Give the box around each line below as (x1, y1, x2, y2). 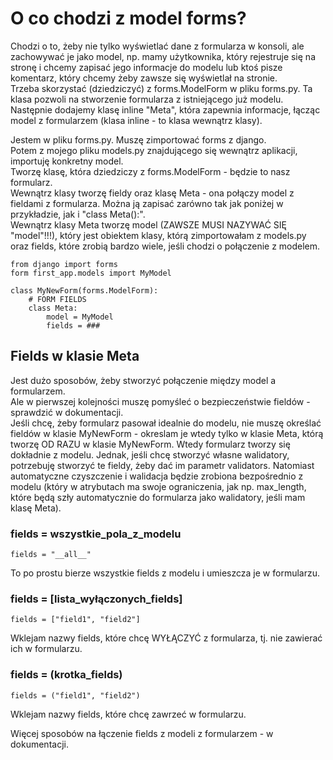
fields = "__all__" (10, 550, 92, 560)
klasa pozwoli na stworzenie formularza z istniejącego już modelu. (10, 93, 284, 105)
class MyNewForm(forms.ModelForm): (10, 285, 159, 296)
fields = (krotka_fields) (10, 668, 123, 682)
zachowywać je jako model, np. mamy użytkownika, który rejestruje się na (10, 50, 316, 62)
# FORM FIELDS (28, 294, 87, 304)
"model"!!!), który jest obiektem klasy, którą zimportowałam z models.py (10, 229, 307, 241)
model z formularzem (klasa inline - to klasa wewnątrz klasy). (10, 114, 263, 126)
